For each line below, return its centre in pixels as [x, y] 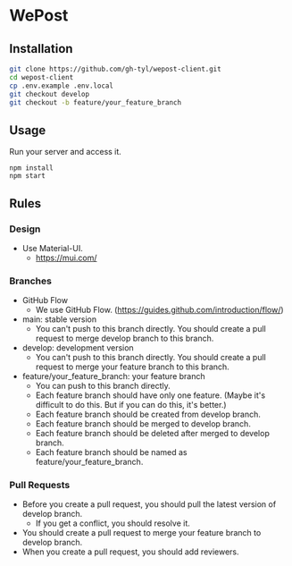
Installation [41, 49]
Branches [30, 281]
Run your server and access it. [66, 152]
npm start [28, 176]
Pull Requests [40, 486]
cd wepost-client [42, 77]
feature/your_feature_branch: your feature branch [113, 376]
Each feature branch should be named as [111, 452]
